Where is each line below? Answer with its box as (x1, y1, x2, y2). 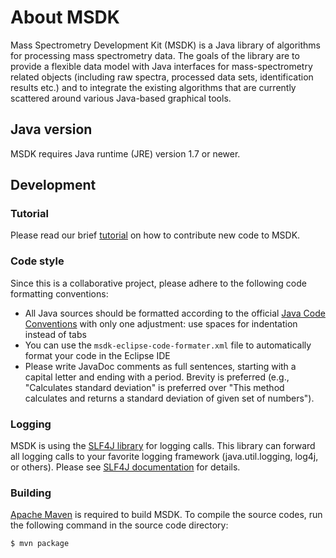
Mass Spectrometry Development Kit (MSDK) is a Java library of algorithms (10, 39, 321, 51)
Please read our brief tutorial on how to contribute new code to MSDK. (10, 229, 301, 241)
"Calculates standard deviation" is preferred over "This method (24, 381, 285, 393)
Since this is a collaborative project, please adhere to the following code (10, 277, 307, 289)
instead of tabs (24, 328, 87, 340)
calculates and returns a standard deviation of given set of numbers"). (24, 392, 315, 404)
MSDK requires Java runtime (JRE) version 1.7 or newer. (10, 147, 241, 160)
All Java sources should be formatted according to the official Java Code (24, 307, 326, 319)
